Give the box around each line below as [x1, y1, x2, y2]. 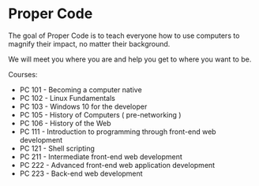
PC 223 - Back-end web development [19, 169, 144, 178]
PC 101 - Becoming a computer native [19, 84, 142, 95]
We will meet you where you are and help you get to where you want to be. [8, 54, 252, 64]
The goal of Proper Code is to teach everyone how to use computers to [8, 31, 240, 40]
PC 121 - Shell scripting [19, 143, 95, 153]
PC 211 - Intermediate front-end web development [19, 151, 183, 162]
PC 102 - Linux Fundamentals [19, 93, 116, 102]
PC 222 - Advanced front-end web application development [19, 160, 216, 169]
